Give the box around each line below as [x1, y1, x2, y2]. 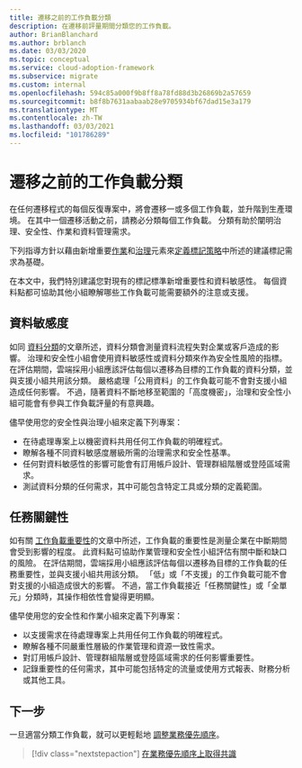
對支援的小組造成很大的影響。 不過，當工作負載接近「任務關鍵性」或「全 [9, 580, 280, 591]
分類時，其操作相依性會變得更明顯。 [24, 592, 159, 602]
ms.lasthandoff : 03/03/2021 [9, 122, 115, 131]
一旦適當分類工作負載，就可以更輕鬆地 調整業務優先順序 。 [9, 729, 225, 740]
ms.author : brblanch [9, 38, 87, 48]
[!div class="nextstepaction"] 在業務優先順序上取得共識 [31, 748, 236, 759]
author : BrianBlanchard [9, 30, 99, 39]
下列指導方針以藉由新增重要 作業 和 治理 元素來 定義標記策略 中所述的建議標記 [9, 245, 285, 256]
